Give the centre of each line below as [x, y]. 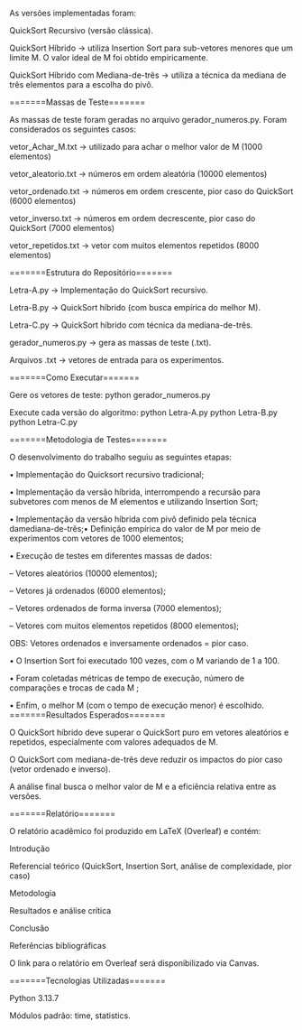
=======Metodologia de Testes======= [89, 440]
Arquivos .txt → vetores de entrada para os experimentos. [117, 360]
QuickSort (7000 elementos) [62, 228]
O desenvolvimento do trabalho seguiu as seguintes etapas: [121, 457]
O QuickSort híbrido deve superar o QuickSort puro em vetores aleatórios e [149, 732]
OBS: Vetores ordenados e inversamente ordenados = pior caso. [129, 643]
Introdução [30, 849]
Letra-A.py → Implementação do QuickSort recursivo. [109, 290]
